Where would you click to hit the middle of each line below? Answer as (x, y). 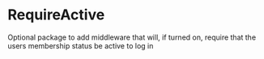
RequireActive (56, 15)
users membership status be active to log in (81, 45)
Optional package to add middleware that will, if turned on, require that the (132, 37)
